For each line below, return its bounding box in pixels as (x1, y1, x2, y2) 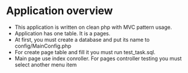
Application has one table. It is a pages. (14, 29, 111, 36)
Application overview (6, 4, 113, 18)
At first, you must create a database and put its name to (14, 36, 150, 43)
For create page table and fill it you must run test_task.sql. (14, 48, 156, 55)
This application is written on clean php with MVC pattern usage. (14, 24, 172, 31)
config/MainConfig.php (14, 42, 72, 49)
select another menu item (14, 61, 77, 68)
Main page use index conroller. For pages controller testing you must (14, 55, 182, 62)
